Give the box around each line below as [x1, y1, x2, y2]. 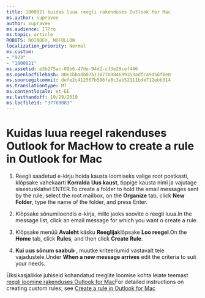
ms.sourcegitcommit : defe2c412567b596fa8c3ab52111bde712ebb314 [6, 77, 171, 83]
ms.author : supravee [6, 15, 59, 21]
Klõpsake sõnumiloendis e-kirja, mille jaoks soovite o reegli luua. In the [15, 210, 192, 217]
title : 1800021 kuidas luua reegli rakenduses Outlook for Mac [6, 9, 171, 15]
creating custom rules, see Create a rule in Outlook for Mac [6, 285, 156, 292]
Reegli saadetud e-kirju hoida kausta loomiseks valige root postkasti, [15, 172, 189, 180]
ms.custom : [6, 49, 34, 55]
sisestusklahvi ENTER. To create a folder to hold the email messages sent [15, 185, 199, 192]
